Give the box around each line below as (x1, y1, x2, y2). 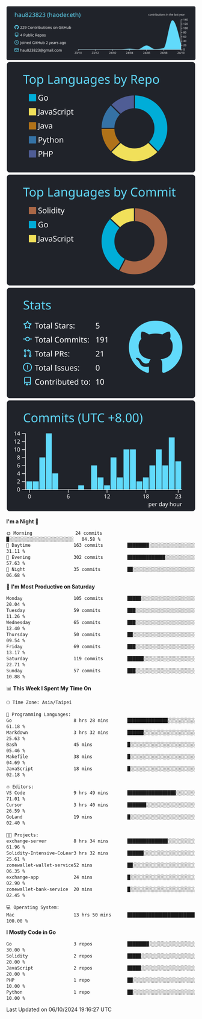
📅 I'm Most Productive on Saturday (6, 582, 95, 590)
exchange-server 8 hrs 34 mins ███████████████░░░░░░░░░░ (6, 838, 195, 844)
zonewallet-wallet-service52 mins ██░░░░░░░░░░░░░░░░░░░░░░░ (6, 862, 195, 868)
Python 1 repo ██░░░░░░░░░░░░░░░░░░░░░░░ (6, 989, 195, 995)
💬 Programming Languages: (6, 711, 71, 718)
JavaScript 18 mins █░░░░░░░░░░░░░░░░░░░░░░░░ (6, 766, 195, 772)
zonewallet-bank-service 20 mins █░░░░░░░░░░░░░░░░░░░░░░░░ (6, 886, 195, 892)
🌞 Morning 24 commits (6, 530, 103, 536)
